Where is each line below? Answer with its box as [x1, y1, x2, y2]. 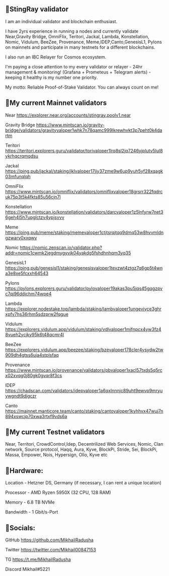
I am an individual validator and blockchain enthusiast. [5, 18, 117, 24]
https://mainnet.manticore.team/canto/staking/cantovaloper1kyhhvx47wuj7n [5, 408, 163, 414]
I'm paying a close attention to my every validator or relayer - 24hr [5, 63, 143, 69]
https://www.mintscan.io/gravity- [36, 122, 105, 128]
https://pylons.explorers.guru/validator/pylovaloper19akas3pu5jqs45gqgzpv [5, 285, 163, 291]
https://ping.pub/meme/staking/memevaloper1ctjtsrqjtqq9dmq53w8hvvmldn [5, 229, 164, 235]
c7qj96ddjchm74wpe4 [5, 290, 52, 297]
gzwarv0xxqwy [5, 234, 37, 240]
